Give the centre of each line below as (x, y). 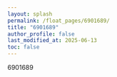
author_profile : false (41, 34)
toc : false (24, 47)
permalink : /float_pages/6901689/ (59, 21)
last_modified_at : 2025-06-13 (52, 41)
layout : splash (30, 14)
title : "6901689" (33, 27)
